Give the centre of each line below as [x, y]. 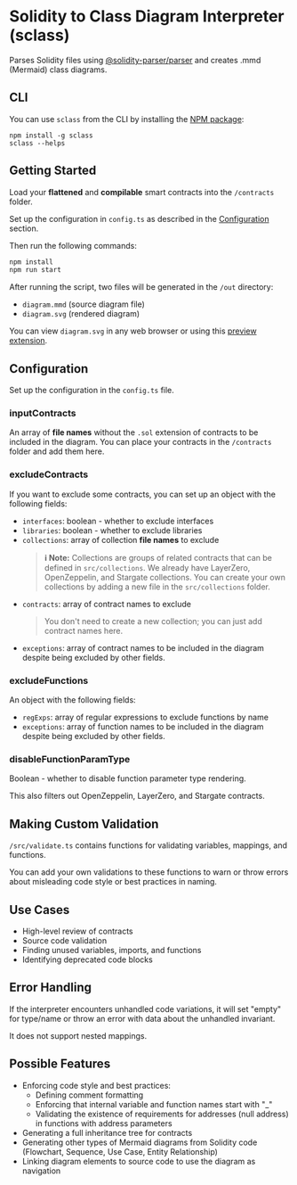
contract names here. [84, 630]
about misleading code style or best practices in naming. [113, 882]
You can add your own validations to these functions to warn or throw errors [149, 872]
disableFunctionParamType [70, 759]
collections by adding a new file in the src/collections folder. [157, 587]
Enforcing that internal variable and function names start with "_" [154, 1104]
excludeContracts [49, 474]
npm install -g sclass [51, 136]
